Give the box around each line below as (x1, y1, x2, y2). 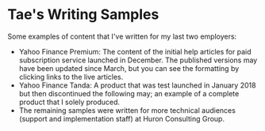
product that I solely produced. (18, 97, 121, 107)
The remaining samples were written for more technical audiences (18, 105, 236, 115)
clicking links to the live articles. (18, 72, 124, 81)
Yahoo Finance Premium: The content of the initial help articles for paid (18, 47, 252, 56)
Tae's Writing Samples (7, 6, 159, 24)
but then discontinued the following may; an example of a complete (18, 88, 240, 98)
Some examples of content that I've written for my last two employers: (7, 32, 237, 41)
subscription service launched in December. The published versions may (18, 55, 258, 65)
